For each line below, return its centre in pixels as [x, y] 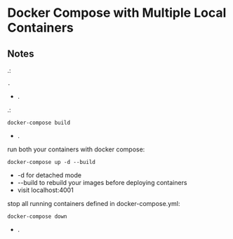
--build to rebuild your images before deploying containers [102, 183]
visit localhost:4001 [45, 190]
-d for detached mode [49, 175]
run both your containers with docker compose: [76, 149]
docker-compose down [38, 217]
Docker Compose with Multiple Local [117, 13]
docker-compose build [39, 123]
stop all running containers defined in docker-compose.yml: [94, 204]
